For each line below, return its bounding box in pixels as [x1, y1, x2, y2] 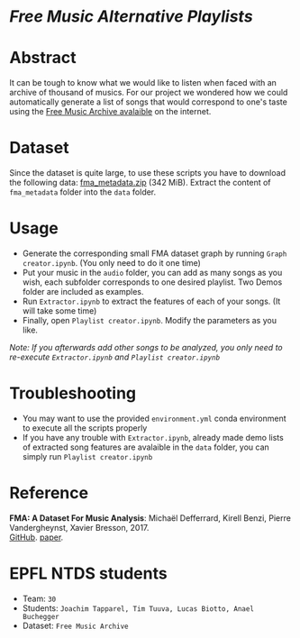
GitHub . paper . [9, 532, 64, 542]
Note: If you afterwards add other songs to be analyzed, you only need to [9, 342, 283, 352]
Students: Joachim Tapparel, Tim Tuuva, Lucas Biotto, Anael [22, 602, 255, 614]
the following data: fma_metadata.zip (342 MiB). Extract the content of [9, 178, 272, 188]
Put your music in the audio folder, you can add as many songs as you [22, 268, 283, 278]
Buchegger [22, 612, 60, 621]
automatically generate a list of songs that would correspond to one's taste [9, 96, 288, 107]
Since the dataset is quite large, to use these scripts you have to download [9, 168, 286, 178]
